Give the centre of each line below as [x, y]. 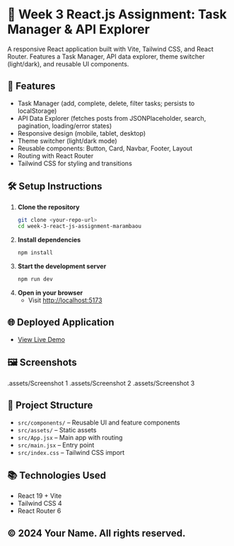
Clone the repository [48, 207]
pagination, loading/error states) [65, 126]
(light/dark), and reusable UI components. [68, 64]
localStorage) [37, 111]
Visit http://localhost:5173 [65, 300]
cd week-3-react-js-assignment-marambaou [79, 226]
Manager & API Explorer [78, 29]
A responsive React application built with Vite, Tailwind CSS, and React [110, 49]
